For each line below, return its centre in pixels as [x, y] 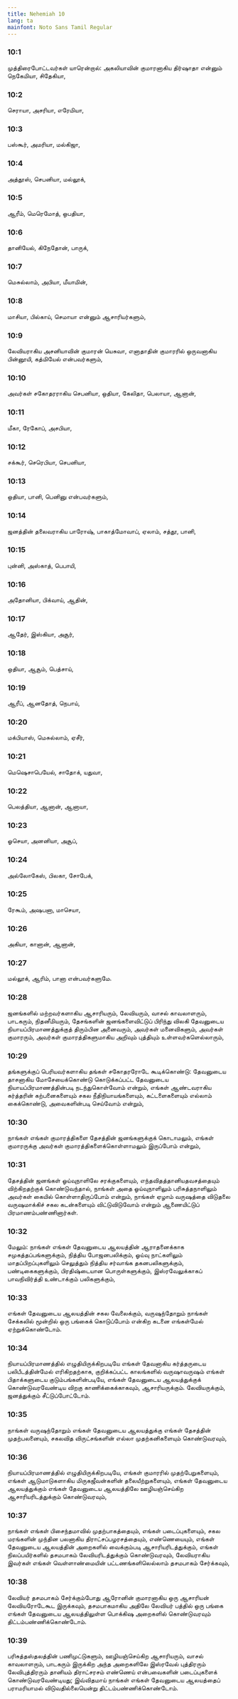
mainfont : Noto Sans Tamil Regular [60, 27]
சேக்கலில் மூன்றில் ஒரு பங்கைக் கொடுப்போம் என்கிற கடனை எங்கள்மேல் [106, 1321]
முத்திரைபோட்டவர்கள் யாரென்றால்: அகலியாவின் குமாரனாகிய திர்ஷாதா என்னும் [115, 68]
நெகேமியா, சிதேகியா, [37, 76]
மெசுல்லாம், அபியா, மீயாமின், [48, 282]
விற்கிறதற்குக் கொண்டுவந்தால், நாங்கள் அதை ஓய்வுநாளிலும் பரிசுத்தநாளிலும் [112, 1188]
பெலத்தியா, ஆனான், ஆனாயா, [48, 806]
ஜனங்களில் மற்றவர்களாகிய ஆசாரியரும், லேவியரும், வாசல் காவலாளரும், [107, 1013]
